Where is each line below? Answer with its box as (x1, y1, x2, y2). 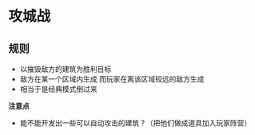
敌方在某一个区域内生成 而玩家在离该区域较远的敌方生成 (19, 74, 205, 84)
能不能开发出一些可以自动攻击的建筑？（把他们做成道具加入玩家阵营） (19, 118, 252, 128)
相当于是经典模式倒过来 (19, 85, 98, 93)
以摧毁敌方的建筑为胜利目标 (19, 65, 112, 73)
